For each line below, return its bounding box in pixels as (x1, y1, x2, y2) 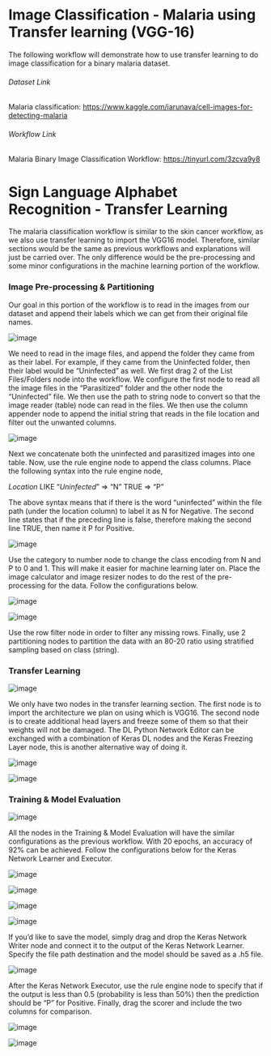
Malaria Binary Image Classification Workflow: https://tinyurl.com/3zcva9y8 (8, 154, 260, 164)
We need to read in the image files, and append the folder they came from (8, 348, 255, 358)
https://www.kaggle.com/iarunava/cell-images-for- (82, 102, 253, 112)
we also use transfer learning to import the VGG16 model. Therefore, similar (8, 235, 260, 245)
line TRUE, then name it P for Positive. (8, 523, 135, 532)
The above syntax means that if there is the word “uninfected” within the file (8, 497, 263, 507)
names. (8, 317, 33, 327)
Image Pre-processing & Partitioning (8, 281, 155, 293)
